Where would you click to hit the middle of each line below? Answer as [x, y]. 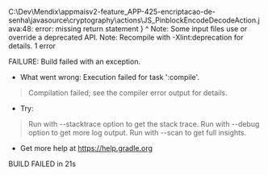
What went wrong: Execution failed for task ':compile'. [110, 77]
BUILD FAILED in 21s [42, 164]
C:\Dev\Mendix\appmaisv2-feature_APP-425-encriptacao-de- [112, 12]
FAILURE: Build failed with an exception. [75, 61]
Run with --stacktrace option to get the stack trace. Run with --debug [144, 124]
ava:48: [21, 29]
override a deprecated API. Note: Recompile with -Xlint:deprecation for [126, 37]
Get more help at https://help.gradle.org [86, 148]
